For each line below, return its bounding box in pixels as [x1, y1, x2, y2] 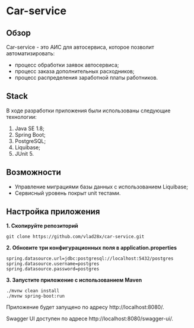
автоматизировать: [6, 50, 55, 57]
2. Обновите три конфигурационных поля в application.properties [6, 244, 177, 251]
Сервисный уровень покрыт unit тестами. [14, 189, 121, 197]
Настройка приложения [6, 207, 100, 217]
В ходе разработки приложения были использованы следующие [6, 107, 171, 114]
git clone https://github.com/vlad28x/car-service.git [6, 234, 145, 240]
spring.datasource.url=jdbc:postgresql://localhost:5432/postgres [6, 256, 174, 262]
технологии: [6, 113, 37, 120]
